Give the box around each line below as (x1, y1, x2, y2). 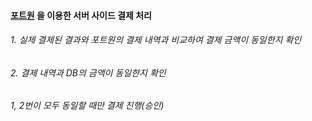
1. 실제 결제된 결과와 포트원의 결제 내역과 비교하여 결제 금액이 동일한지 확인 (10, 34, 302, 46)
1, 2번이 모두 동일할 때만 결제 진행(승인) (10, 100, 165, 112)
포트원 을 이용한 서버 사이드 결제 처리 (10, 9, 152, 21)
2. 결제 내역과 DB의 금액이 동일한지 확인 (10, 66, 167, 79)
